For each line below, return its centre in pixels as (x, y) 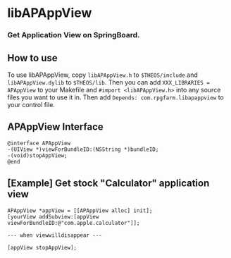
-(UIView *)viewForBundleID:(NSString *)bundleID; (83, 149)
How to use (32, 58)
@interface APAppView (39, 143)
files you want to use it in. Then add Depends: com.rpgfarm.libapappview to (115, 97)
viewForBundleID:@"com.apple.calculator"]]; (74, 223)
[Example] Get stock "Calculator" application (108, 184)
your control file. (31, 104)
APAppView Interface (55, 127)
